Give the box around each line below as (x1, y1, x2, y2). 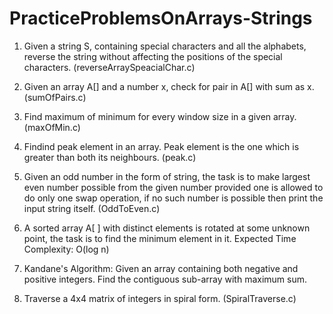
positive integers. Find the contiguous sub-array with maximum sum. (23, 273, 308, 285)
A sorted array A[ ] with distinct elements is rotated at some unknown (23, 222, 311, 234)
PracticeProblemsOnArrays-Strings (9, 7, 313, 30)
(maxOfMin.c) (23, 121, 81, 133)
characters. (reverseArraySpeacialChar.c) (23, 61, 196, 73)
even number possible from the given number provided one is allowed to (23, 181, 324, 193)
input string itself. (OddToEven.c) (23, 202, 161, 214)
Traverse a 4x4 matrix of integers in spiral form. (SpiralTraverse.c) (23, 292, 297, 304)
